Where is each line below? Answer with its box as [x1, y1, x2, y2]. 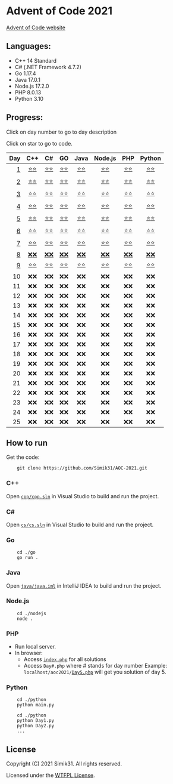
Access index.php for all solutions [23, 656, 106, 663]
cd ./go [17, 550, 36, 555]
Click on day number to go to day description [6, 128, 117, 135]
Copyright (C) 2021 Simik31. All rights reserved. [6, 760, 122, 767]
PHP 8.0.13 [14, 88, 42, 96]
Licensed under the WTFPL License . [6, 771, 95, 779]
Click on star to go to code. [6, 140, 73, 147]
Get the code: [6, 453, 40, 461]
